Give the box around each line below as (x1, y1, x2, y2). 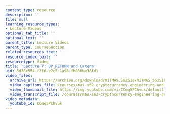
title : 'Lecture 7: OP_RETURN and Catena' (5, 64, 96, 69)
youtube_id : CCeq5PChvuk (10, 101, 62, 106)
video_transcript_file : (10, 92, 60, 97)
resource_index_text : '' (5, 54, 58, 60)
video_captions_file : (10, 82, 56, 87)
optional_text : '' (5, 36, 44, 41)
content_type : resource (5, 7, 56, 13)
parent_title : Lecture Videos (5, 40, 69, 45)
